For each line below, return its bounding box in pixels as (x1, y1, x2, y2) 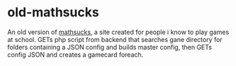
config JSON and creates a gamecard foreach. (7, 50, 144, 59)
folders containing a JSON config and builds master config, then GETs (7, 43, 213, 51)
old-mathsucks (7, 4, 99, 21)
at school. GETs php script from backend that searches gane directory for (7, 35, 223, 43)
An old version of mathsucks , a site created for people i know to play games (7, 28, 230, 36)
